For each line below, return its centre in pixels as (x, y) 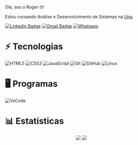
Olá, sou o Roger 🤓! (25, 7)
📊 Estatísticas (35, 121)
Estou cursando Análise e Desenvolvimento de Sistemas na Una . (69, 17)
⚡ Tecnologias (34, 47)
